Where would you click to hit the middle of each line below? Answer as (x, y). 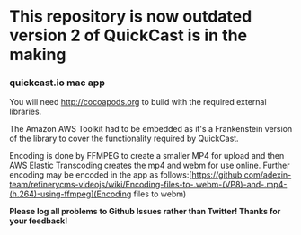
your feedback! (39, 221)
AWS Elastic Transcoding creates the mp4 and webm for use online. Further (150, 165)
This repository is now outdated (131, 17)
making (38, 55)
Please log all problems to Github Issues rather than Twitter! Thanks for (145, 212)
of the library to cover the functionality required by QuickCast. (124, 139)
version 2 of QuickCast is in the (128, 35)
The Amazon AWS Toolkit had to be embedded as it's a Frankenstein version (151, 129)
